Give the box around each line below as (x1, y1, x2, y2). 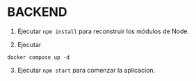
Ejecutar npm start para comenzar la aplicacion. (17, 66, 156, 74)
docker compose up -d (7, 53, 70, 61)
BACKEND (7, 4, 67, 20)
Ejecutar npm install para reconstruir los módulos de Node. (17, 27, 190, 35)
